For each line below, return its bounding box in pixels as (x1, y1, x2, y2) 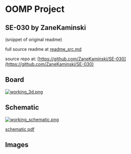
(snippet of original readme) (5, 36, 63, 42)
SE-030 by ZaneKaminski (5, 23, 86, 32)
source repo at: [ (5, 56, 39, 62)
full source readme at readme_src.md (5, 46, 82, 52)
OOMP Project (5, 3, 65, 15)
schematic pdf (5, 126, 35, 132)
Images (5, 141, 29, 149)
